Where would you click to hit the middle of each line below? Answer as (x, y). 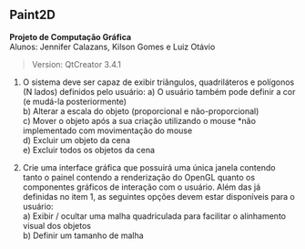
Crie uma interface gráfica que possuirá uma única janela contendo (149, 167)
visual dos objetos (56, 225)
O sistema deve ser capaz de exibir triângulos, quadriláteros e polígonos (158, 82)
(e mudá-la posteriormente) (75, 101)
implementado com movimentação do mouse (107, 130)
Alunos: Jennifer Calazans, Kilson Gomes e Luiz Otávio (112, 47)
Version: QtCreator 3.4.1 (76, 64)
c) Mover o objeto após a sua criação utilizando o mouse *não (139, 120)
